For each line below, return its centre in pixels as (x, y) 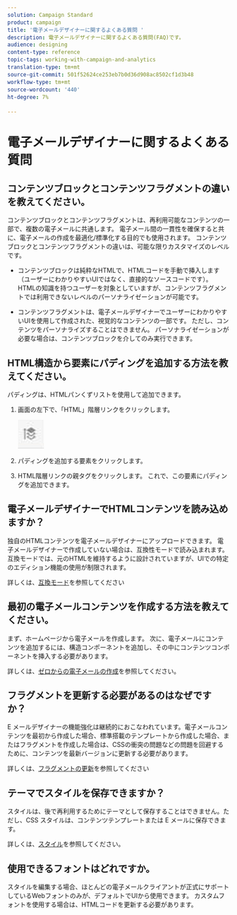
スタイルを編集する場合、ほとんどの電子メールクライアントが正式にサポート (119, 887)
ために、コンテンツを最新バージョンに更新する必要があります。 (99, 754)
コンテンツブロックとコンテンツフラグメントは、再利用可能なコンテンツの (115, 220)
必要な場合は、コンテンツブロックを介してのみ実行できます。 (107, 339)
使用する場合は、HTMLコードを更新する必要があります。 (114, 904)
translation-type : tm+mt (44, 67)
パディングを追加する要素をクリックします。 (82, 460)
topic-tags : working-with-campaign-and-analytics (82, 60)
